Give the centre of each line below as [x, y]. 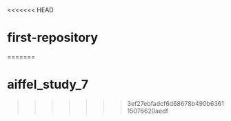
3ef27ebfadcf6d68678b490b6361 [175, 103]
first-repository [53, 38]
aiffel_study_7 [48, 85]
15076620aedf [148, 111]
